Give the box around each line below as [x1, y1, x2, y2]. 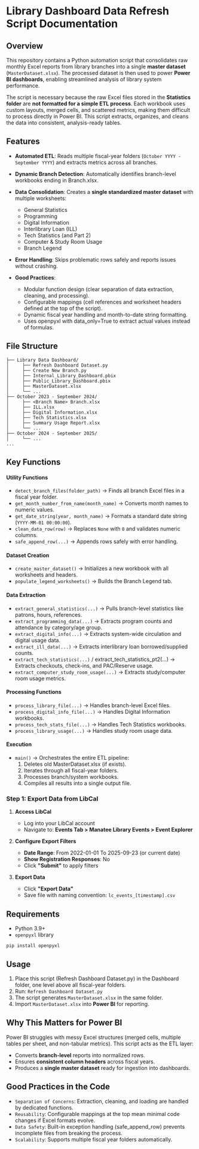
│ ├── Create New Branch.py [6, 367, 87, 374]
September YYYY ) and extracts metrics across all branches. [14, 159, 158, 166]
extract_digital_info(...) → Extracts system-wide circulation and [14, 630, 182, 637]
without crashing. [14, 262, 58, 269]
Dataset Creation [6, 551, 50, 559]
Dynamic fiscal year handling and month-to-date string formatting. [23, 311, 188, 318]
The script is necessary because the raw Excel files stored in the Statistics [6, 94, 191, 101]
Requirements [6, 909, 60, 919]
